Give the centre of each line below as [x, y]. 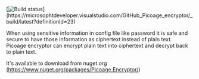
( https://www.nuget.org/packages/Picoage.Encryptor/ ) [74, 70]
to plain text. [21, 52]
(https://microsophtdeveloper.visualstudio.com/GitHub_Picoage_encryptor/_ [99, 15]
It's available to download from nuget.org [57, 63]
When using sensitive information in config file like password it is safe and [97, 33]
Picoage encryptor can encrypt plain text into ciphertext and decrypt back [97, 45]
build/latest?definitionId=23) [41, 22]
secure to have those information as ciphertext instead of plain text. [89, 39]
